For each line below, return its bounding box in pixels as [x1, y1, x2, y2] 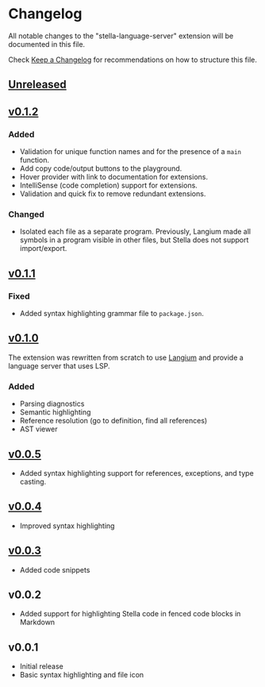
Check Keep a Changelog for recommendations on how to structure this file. [8, 55, 258, 64]
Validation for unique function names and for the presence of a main [19, 147, 242, 156]
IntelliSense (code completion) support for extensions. [19, 180, 198, 191]
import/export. [19, 244, 67, 253]
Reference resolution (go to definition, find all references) [19, 416, 208, 426]
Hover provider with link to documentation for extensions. [19, 172, 209, 182]
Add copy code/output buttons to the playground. [19, 164, 182, 173]
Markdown [19, 617, 56, 627]
